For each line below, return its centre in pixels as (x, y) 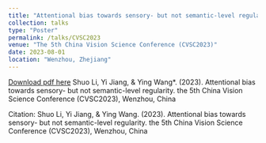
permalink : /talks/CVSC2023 (55, 38)
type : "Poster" (33, 30)
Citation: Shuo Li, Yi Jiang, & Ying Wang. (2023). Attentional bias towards (127, 114)
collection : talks (38, 23)
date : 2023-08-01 (37, 52)
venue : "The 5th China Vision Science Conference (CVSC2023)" (113, 45)
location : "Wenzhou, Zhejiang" (60, 60)
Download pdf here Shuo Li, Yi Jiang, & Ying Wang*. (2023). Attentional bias (132, 82)
